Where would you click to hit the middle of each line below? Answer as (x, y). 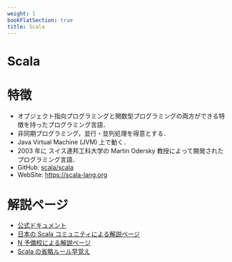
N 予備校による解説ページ (54, 243)
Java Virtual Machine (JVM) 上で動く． (74, 142)
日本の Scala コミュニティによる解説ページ (79, 234)
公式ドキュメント (42, 225)
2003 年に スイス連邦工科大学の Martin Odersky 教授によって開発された (121, 151)
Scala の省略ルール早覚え (54, 252)
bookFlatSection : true (40, 20)
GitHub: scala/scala (45, 167)
